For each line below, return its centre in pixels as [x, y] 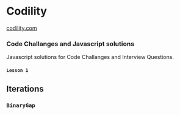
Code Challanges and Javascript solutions [70, 44]
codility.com [22, 28]
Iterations [25, 89]
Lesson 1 [17, 70]
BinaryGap [21, 106]
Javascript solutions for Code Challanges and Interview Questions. [90, 57]
